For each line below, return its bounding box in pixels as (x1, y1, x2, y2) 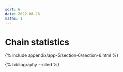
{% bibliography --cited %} (5, 62, 60, 68)
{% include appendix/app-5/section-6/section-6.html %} (5, 52, 119, 58)
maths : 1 (5, 16, 23, 21)
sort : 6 (5, 7, 21, 12)
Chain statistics (5, 36, 69, 48)
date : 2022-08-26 (5, 12, 40, 16)
